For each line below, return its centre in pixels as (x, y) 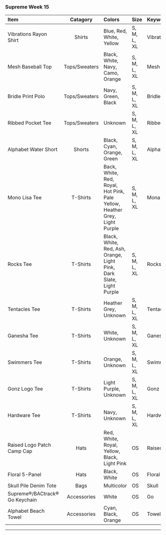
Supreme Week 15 (27, 7)
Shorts (81, 150)
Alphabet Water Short (33, 150)
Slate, (110, 280)
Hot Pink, (114, 191)
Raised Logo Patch (29, 445)
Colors (112, 20)
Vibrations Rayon (27, 34)
